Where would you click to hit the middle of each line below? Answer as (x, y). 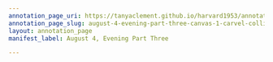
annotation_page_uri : (45, 16)
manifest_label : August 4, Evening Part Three (89, 38)
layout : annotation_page (50, 31)
